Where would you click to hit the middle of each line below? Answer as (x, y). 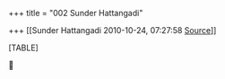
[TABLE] (24, 48)
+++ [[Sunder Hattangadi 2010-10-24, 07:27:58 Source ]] (112, 30)
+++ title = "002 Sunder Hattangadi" (76, 13)
